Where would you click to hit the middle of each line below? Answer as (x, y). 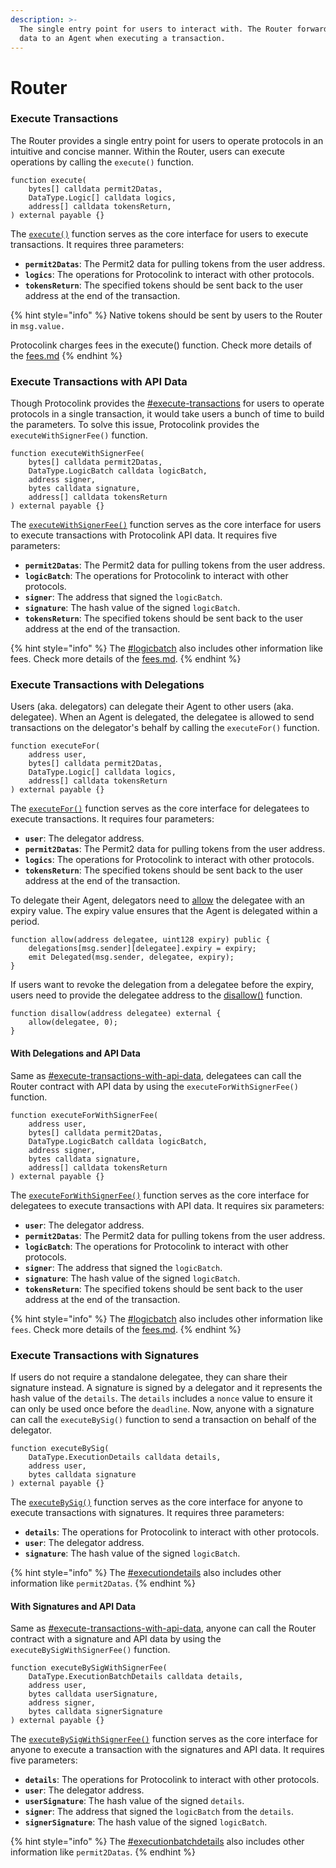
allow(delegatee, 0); (73, 1022)
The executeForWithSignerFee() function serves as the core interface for (160, 1195)
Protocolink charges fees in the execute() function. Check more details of (161, 345)
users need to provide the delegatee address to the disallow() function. (156, 995)
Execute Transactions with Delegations (107, 685)
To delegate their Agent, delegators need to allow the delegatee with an (157, 900)
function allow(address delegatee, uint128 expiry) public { (140, 940)
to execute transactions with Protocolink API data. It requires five (144, 535)
